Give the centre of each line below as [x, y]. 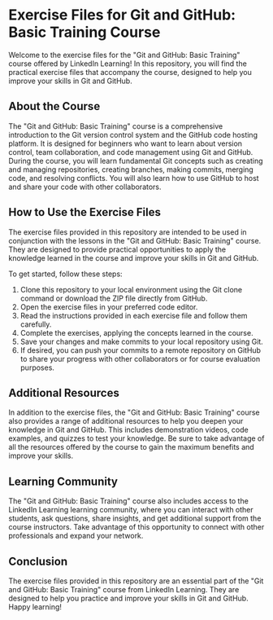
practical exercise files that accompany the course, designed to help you [130, 72]
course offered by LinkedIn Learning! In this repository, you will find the [128, 64]
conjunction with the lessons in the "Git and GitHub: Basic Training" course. [135, 240]
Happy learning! [35, 607]
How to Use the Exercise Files [84, 212]
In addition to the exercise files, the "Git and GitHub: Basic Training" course [134, 412]
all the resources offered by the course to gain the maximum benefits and [131, 447]
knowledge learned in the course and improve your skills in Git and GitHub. [134, 257]
